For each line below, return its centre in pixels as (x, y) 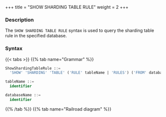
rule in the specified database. (36, 36)
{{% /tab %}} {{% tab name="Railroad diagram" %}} (58, 109)
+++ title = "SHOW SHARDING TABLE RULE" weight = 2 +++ (67, 7)
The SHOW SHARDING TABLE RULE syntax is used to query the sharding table (80, 30)
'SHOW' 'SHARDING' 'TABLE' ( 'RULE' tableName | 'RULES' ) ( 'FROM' (78, 73)
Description (20, 20)
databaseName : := (23, 95)
